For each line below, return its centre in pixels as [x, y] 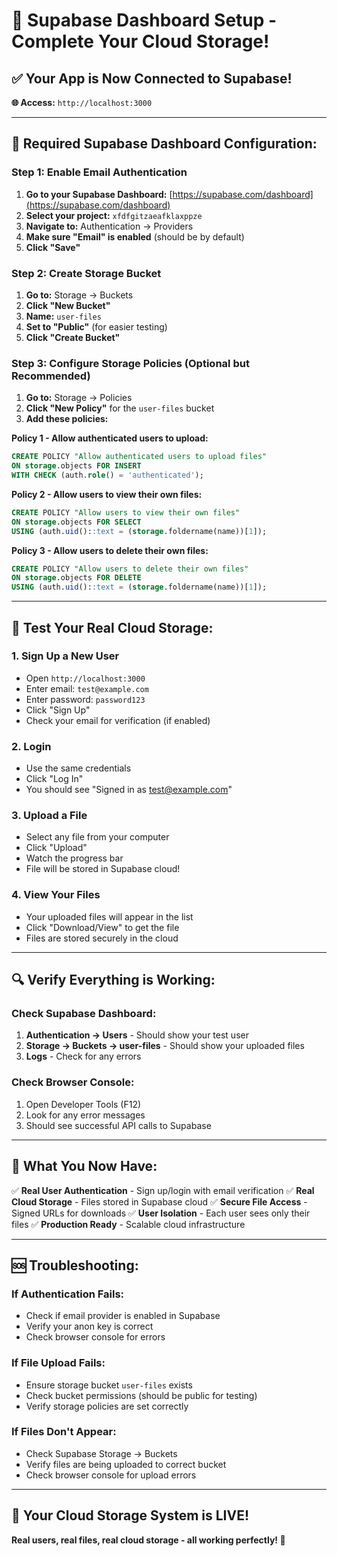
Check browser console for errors [95, 1337]
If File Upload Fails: [58, 1363]
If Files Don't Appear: [64, 1432]
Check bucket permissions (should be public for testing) [141, 1395]
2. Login [31, 746]
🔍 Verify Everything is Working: [113, 980]
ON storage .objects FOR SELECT [76, 522]
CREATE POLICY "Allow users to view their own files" [126, 512]
